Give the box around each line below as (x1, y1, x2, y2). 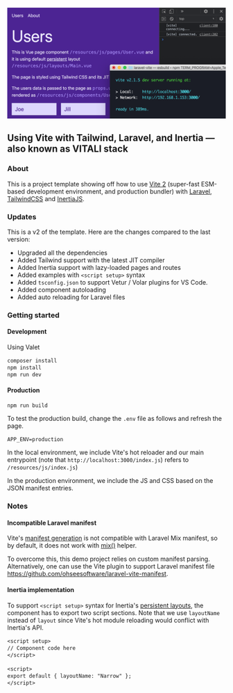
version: (7, 234, 31, 244)
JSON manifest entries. (7, 484, 74, 493)
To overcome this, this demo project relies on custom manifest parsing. (7, 555, 210, 564)
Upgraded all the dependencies (17, 248, 107, 257)
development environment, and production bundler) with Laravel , (26, 187, 213, 196)
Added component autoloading (17, 285, 106, 294)
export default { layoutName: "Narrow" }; (7, 672, 132, 679)
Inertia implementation (7, 585, 75, 594)
